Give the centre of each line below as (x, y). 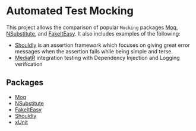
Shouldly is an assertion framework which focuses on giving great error (102, 45)
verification (29, 64)
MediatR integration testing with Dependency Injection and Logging (97, 57)
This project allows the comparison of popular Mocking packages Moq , (92, 27)
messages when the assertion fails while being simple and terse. (94, 51)
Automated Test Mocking (70, 11)
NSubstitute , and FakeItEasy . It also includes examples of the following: (93, 33)
